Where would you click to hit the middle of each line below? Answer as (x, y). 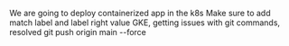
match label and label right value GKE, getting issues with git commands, (145, 23)
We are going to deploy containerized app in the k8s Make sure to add (140, 13)
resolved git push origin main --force (78, 32)
